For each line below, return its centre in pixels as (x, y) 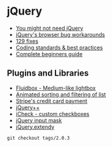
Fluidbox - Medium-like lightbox (56, 88)
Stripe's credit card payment (51, 101)
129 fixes (27, 41)
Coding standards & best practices (59, 48)
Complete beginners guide (49, 54)
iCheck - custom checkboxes (53, 113)
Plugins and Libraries (48, 73)
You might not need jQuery (50, 28)
